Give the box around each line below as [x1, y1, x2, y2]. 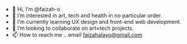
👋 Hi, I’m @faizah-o [11, 6, 61, 12]
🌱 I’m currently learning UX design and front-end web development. [11, 18, 182, 25]
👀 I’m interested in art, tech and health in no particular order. [11, 12, 162, 19]
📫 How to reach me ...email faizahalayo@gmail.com [11, 32, 143, 38]
